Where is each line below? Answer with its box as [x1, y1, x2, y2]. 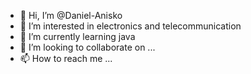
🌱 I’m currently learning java [19, 31, 136, 42]
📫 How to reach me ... [19, 53, 113, 64]
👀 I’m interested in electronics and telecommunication [19, 20, 242, 32]
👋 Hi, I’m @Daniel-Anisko [19, 10, 123, 21]
